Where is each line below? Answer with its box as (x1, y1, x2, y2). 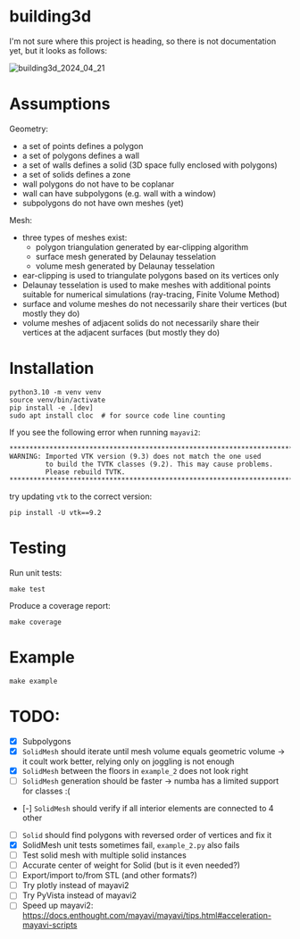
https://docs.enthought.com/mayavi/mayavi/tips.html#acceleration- (21, 910, 272, 921)
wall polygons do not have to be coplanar (21, 179, 175, 189)
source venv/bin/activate (9, 395, 105, 404)
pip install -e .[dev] (9, 403, 94, 412)
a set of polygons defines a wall (21, 150, 140, 161)
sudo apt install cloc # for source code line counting (9, 411, 226, 420)
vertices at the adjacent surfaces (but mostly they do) (21, 327, 221, 337)
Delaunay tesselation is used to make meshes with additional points (21, 279, 271, 290)
